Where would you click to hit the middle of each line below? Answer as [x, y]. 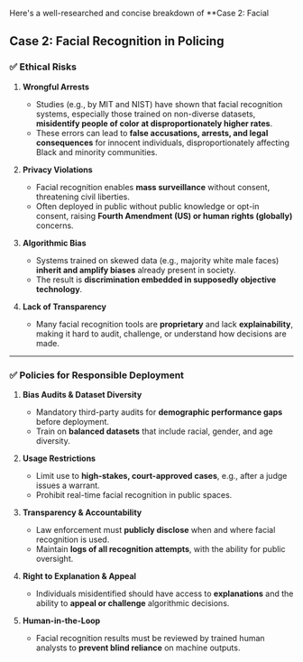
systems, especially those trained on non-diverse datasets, [146, 114]
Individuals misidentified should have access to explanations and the [165, 593]
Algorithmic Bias [55, 243]
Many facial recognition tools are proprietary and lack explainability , [165, 324]
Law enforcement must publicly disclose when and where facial [156, 529]
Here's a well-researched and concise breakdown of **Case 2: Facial [139, 13]
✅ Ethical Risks [43, 67]
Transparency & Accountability [82, 512]
